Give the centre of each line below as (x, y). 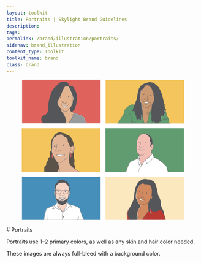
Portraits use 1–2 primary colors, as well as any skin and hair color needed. (100, 242)
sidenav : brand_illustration (44, 45)
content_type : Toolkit (35, 52)
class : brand (23, 64)
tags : (13, 32)
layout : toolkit (27, 13)
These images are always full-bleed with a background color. (83, 254)
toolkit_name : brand (33, 58)
